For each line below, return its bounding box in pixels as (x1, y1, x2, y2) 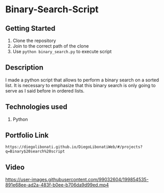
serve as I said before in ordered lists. (5, 88, 85, 94)
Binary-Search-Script (5, 4, 99, 15)
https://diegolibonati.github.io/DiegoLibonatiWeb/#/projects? (5, 144, 143, 149)
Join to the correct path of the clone (12, 43, 89, 49)
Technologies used (5, 102, 67, 111)
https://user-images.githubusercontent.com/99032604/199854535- (5, 177, 149, 183)
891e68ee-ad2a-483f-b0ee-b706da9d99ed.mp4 (5, 182, 109, 188)
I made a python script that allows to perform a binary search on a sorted (5, 77, 159, 83)
